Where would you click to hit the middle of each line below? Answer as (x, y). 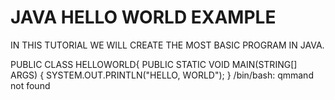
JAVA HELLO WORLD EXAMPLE (143, 17)
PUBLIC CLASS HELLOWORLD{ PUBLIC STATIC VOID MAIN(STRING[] (154, 64)
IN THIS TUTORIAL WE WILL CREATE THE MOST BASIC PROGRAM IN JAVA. (167, 45)
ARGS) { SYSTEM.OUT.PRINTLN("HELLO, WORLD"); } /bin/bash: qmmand (162, 75)
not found (30, 85)
